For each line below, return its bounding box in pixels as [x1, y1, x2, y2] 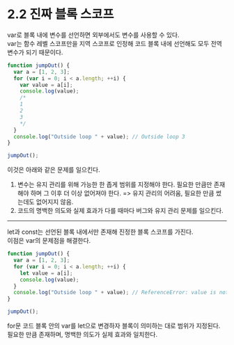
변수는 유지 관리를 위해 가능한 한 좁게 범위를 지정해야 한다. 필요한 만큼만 [17, 180, 212, 188]
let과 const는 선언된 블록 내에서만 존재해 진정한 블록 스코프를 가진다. [7, 227, 194, 236]
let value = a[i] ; [19, 269, 73, 277]
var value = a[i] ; [19, 81, 73, 88]
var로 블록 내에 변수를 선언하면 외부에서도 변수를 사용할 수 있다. [7, 31, 180, 39]
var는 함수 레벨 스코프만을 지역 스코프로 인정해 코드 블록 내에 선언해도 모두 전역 [7, 39, 223, 47]
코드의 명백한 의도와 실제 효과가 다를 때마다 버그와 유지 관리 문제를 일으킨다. [17, 207, 224, 215]
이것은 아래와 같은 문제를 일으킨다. [7, 166, 100, 174]
